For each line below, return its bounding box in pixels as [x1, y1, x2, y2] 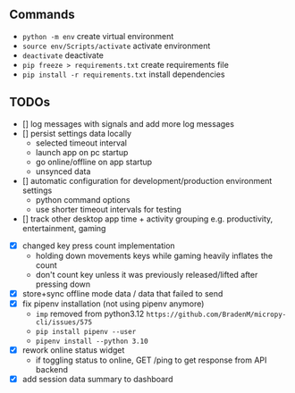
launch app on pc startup [35, 146, 129, 157]
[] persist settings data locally [21, 128, 132, 138]
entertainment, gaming [21, 222, 106, 233]
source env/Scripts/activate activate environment [21, 40, 211, 51]
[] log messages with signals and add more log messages [21, 118, 235, 129]
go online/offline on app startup [35, 156, 153, 167]
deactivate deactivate [21, 49, 105, 61]
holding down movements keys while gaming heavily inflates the [35, 250, 274, 261]
